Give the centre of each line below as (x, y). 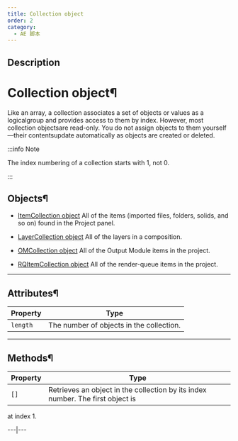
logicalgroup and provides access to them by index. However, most (106, 120)
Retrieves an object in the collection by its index (127, 390)
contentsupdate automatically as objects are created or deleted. (121, 135)
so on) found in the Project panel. (66, 223)
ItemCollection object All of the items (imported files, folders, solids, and (123, 216)
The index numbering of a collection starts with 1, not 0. (89, 162)
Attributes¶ (33, 293)
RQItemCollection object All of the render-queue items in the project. (118, 264)
